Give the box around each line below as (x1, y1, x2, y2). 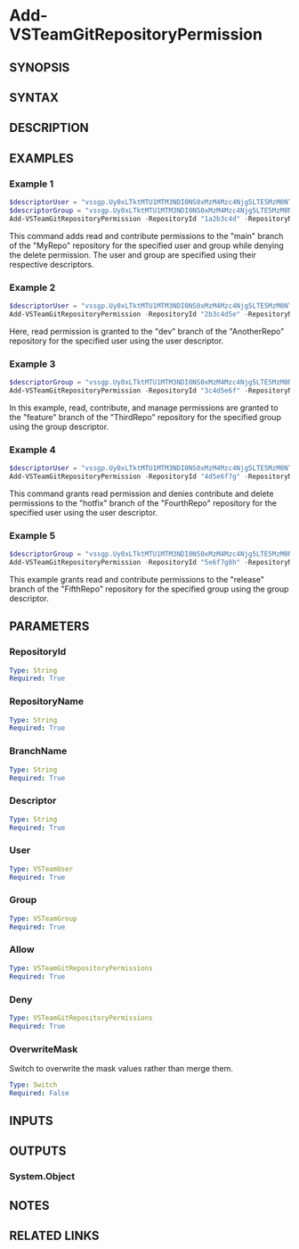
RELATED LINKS (9, 1228, 100, 1244)
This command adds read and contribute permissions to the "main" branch (9, 230, 284, 241)
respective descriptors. (9, 259, 95, 269)
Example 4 (9, 443, 56, 456)
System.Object (9, 1170, 76, 1183)
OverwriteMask (9, 1043, 78, 1055)
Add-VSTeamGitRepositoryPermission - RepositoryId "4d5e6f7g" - (9, 472, 249, 481)
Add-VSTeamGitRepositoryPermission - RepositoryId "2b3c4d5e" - (9, 310, 249, 318)
